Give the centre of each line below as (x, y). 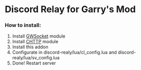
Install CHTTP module (35, 42)
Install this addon (30, 47)
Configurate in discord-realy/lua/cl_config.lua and (64, 52)
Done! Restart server (34, 63)
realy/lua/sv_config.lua (36, 58)
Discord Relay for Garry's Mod (70, 9)
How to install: (23, 25)
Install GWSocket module (39, 36)
